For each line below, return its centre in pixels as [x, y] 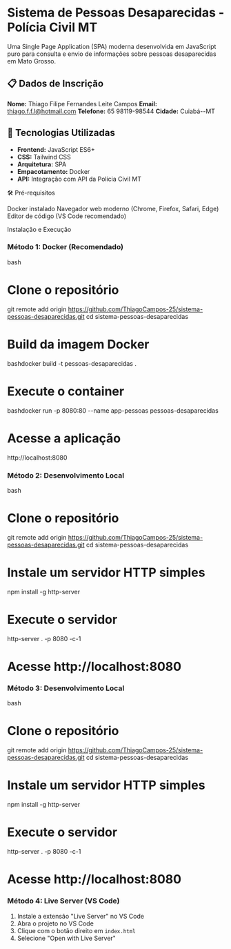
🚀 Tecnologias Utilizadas [61, 133]
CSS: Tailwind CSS [44, 157]
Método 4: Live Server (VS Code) [63, 901]
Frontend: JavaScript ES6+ [56, 149]
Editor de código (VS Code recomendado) [67, 216]
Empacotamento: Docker [53, 171]
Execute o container [66, 391]
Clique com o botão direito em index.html [76, 930]
